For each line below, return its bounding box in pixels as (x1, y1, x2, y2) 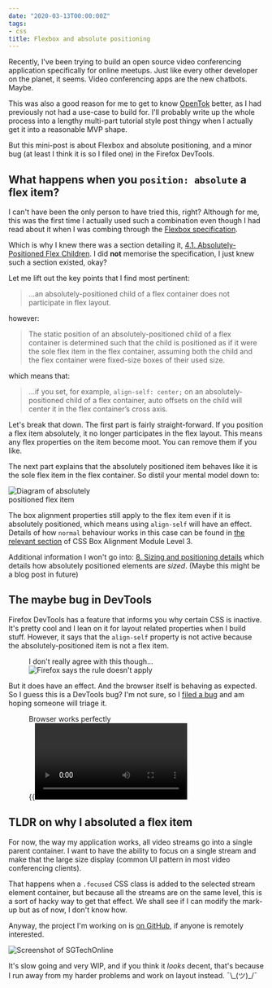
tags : (8, 20, 27, 28)
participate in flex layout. (28, 298, 111, 308)
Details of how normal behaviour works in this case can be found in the (8, 528, 245, 538)
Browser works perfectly (28, 714, 111, 723)
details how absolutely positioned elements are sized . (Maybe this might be (8, 561, 261, 571)
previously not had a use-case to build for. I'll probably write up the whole (8, 108, 256, 117)
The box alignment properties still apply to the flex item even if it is (8, 511, 231, 520)
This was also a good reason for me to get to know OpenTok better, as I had (8, 99, 262, 108)
